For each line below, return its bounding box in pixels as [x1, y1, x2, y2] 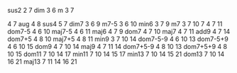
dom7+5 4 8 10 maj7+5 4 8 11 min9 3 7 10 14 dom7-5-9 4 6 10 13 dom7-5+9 [7, 35, 228, 43]
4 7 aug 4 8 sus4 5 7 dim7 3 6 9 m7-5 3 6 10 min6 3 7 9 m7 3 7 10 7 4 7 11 [7, 20, 223, 28]
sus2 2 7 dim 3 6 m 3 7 [7, 6, 75, 14]
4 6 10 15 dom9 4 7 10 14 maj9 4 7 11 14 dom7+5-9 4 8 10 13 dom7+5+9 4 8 [7, 43, 228, 50]
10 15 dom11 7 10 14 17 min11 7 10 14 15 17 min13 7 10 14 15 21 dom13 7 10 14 [7, 50, 225, 58]
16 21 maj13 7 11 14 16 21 [7, 57, 77, 66]
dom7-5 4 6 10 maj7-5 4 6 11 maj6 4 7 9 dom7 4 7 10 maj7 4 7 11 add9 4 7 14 [7, 28, 231, 35]
